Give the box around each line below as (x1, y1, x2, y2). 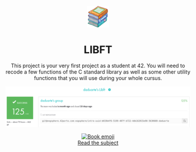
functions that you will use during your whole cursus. (33, 75, 163, 82)
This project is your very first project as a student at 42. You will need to (11, 62, 185, 70)
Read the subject (77, 139, 119, 146)
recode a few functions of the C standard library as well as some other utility (5, 68, 191, 75)
